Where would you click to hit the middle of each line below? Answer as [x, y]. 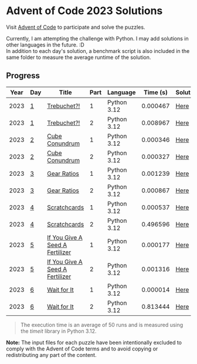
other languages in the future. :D [45, 45]
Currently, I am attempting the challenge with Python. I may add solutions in [97, 38]
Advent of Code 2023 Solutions [84, 11]
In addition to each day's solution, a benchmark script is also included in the [98, 51]
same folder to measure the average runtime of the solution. [79, 57]
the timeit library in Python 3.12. [58, 331]
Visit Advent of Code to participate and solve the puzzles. [76, 27]
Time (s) [156, 92]
